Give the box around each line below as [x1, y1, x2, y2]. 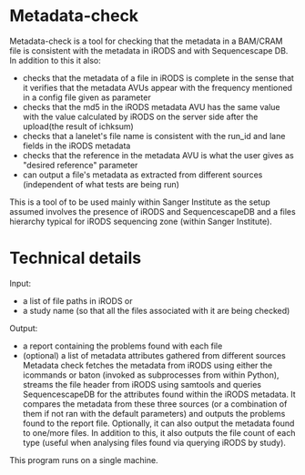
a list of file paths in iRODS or [22, 295, 134, 306]
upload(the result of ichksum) [22, 120, 134, 132]
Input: [9, 278, 32, 288]
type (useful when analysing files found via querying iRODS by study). [22, 437, 287, 448]
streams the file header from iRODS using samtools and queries [22, 379, 262, 389]
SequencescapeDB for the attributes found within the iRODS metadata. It [22, 389, 296, 399]
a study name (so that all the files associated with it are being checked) [22, 305, 290, 316]
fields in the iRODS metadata [22, 140, 131, 151]
